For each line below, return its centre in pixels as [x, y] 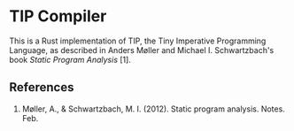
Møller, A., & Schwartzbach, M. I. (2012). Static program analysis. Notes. [153, 109]
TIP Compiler [58, 16]
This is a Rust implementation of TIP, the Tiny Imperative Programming [138, 41]
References [42, 87]
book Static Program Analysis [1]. [70, 59]
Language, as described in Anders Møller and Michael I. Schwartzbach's [142, 50]
